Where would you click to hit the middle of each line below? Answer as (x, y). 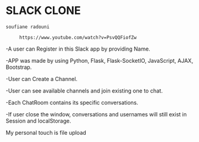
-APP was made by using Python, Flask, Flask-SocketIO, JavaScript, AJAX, (100, 60)
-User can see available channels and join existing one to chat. (84, 91)
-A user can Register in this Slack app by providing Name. (78, 49)
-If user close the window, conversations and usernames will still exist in (96, 114)
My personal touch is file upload (46, 132)
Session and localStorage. (38, 121)
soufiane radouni (28, 27)
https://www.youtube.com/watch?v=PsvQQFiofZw (78, 37)
